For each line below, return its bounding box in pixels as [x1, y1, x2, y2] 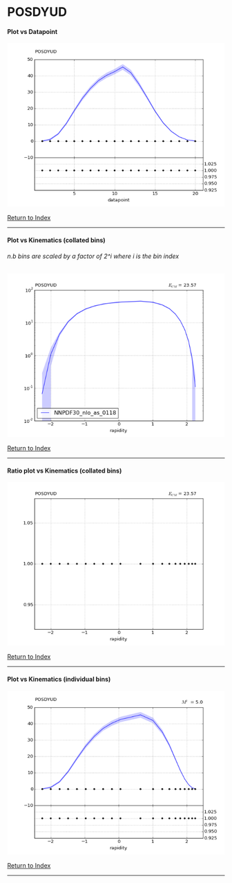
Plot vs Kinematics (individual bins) [7, 675, 111, 683]
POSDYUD [7, 4, 68, 20]
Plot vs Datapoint [7, 27, 58, 35]
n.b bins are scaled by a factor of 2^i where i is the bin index [7, 252, 180, 260]
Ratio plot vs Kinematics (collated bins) [7, 466, 122, 475]
